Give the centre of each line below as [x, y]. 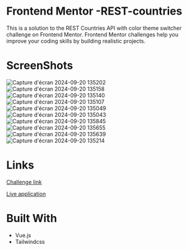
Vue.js [23, 235]
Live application [26, 193]
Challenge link [24, 182]
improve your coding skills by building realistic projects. [76, 41]
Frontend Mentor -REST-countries [94, 11]
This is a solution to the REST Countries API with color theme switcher [94, 28]
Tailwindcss [30, 241]
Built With [32, 218]
